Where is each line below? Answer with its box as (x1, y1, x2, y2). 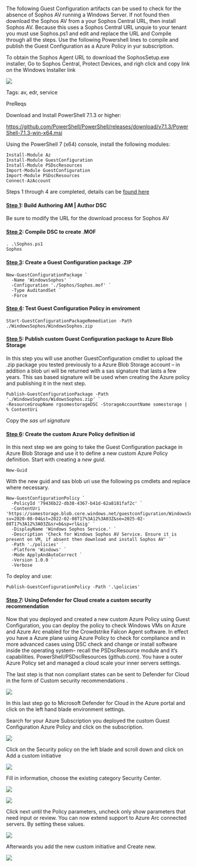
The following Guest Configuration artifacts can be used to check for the (6, 5, 182, 12)
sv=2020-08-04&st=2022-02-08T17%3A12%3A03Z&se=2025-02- (6, 516, 145, 522)
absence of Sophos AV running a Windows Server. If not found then (6, 11, 170, 18)
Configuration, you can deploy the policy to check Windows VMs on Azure (6, 622, 186, 629)
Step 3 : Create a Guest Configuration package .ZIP (6, 259, 132, 265)
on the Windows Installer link (6, 67, 76, 73)
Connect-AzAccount (6, 178, 51, 184)
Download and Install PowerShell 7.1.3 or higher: (6, 112, 121, 118)
